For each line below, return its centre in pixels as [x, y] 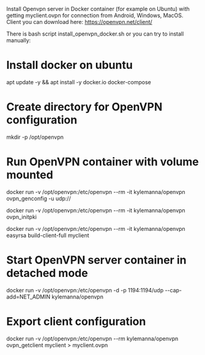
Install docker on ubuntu [69, 65]
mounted [30, 175]
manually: [19, 40]
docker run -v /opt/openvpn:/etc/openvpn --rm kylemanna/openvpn [92, 338]
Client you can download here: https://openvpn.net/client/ [80, 22]
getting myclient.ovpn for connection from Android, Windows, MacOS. [95, 15]
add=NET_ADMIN [28, 297]
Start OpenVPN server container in [96, 260]
